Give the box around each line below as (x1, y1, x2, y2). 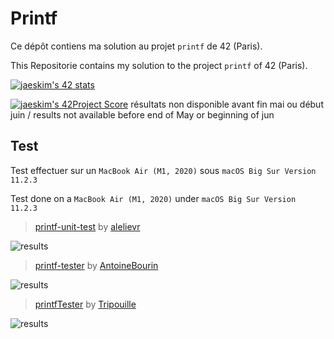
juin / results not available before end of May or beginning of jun (10, 108, 275, 121)
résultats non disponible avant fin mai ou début (130, 98, 324, 110)
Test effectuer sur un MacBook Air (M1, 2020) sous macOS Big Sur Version (10, 164, 317, 176)
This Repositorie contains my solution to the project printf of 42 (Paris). (10, 59, 308, 71)
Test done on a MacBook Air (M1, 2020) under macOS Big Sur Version (10, 192, 297, 204)
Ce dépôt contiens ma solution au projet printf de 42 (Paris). (10, 40, 263, 52)
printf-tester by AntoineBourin (34, 259, 159, 271)
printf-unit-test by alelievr (34, 220, 141, 232)
